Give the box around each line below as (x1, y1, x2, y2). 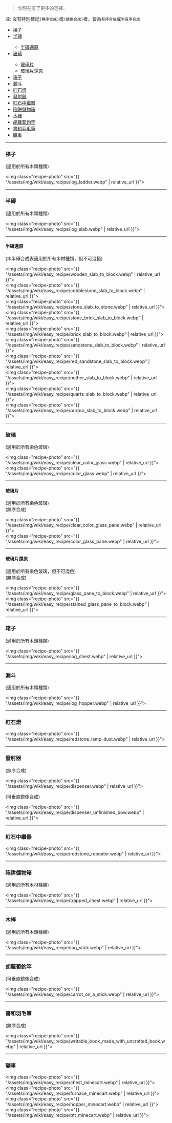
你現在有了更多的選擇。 (17, 5, 68, 11)
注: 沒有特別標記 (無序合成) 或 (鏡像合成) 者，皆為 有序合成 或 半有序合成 (5, 16, 140, 22)
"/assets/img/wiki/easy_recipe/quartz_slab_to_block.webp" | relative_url (5, 391, 157, 397)
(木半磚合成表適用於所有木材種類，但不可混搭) (5, 255, 103, 261)
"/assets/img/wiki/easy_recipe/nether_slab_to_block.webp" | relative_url (5, 374, 157, 381)
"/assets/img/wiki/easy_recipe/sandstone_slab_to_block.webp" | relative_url (5, 342, 165, 348)
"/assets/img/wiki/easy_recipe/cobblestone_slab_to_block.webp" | (5, 287, 145, 294)
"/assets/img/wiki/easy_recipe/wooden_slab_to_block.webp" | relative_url (5, 271, 160, 277)
